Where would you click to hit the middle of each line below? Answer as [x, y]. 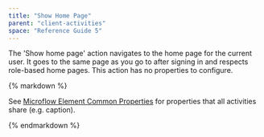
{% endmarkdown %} [44, 126]
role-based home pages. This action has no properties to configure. [121, 71]
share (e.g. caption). [42, 110]
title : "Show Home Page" [50, 16]
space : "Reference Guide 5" [56, 30]
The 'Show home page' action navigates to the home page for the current [130, 54]
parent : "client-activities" [57, 23]
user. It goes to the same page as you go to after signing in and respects [128, 62]
